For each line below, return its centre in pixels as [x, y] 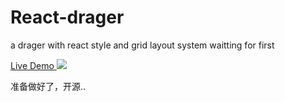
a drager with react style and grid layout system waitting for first [142, 45]
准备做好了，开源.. [48, 86]
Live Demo [32, 65]
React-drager [67, 17]
